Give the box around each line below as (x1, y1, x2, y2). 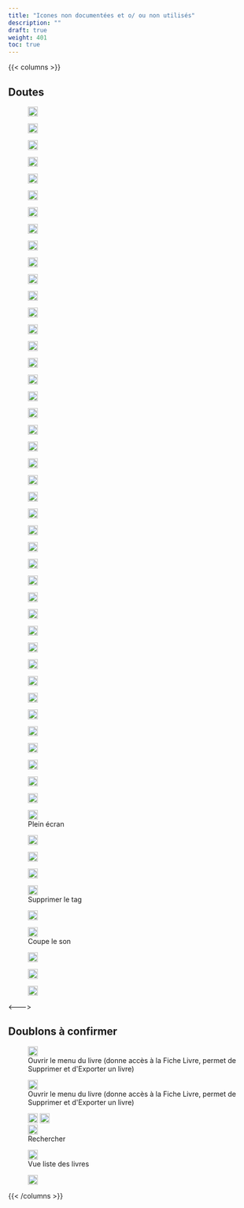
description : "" (8, 19, 61, 27)
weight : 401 (8, 33, 47, 42)
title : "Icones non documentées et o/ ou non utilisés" (8, 11, 195, 20)
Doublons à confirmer (8, 1025, 118, 1039)
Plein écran (28, 819, 65, 828)
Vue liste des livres (28, 1159, 90, 1169)
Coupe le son (28, 936, 72, 946)
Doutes (8, 85, 45, 98)
